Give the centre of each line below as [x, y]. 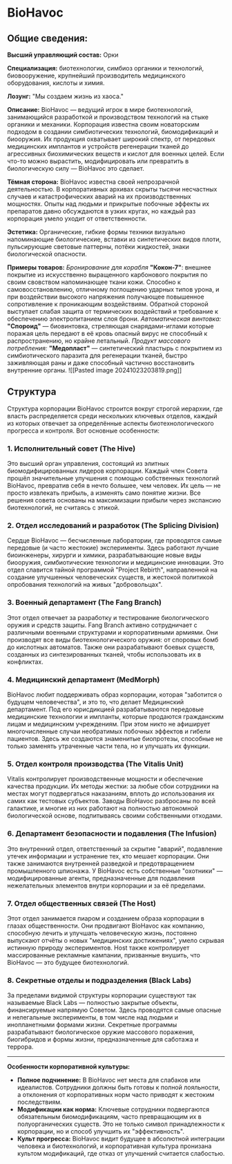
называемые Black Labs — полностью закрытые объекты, [93, 1003]
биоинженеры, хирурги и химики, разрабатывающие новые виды [104, 555]
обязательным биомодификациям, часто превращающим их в [109, 1117]
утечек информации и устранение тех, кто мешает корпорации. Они [108, 856]
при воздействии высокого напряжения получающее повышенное [106, 297]
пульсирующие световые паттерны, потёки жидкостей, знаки [98, 246]
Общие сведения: [48, 38]
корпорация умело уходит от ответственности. [77, 218]
